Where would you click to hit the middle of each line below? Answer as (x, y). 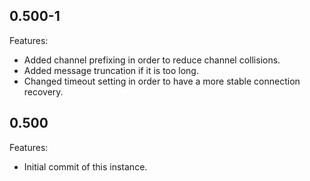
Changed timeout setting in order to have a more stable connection (162, 81)
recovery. (43, 91)
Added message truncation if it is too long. (111, 70)
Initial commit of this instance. (85, 166)
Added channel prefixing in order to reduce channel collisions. (152, 60)
